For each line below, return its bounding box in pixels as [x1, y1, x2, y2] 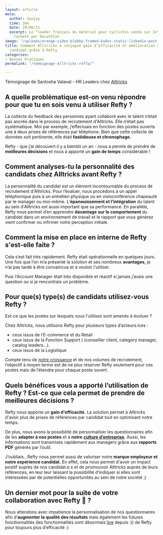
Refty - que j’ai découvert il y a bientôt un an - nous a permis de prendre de [5, 143, 156, 149]
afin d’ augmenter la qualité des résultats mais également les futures [5, 514, 143, 520]
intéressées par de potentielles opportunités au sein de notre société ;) [5, 474, 147, 481]
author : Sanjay [9, 16, 40, 21]
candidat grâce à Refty [9, 48, 57, 52]
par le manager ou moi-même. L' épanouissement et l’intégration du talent [5, 199, 155, 204]
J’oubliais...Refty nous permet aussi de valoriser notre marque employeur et [5, 454, 158, 460]
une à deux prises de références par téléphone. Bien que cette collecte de [5, 129, 154, 134]
